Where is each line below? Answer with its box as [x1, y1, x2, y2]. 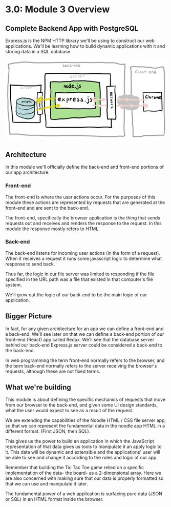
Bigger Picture [5, 312, 52, 321]
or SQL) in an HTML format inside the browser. [5, 496, 104, 502]
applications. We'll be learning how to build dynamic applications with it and [5, 43, 165, 49]
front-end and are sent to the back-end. [5, 205, 90, 211]
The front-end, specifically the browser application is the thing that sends [5, 214, 160, 221]
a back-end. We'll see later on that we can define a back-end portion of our [5, 331, 164, 337]
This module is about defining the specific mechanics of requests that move [5, 396, 165, 403]
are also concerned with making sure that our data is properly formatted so [5, 475, 164, 481]
